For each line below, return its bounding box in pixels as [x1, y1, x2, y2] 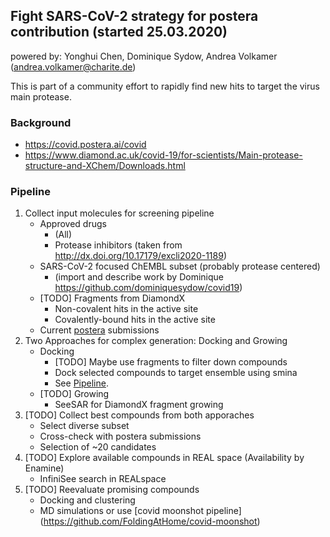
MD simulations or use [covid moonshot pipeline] [39, 505, 242, 517]
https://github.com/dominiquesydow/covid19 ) [54, 282, 243, 294]
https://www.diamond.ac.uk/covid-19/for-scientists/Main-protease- [24, 149, 303, 161]
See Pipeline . [54, 377, 109, 389]
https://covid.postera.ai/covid [24, 139, 147, 151]
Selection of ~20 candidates [39, 441, 157, 453]
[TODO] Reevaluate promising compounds [24, 484, 200, 496]
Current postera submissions [39, 324, 160, 336]
